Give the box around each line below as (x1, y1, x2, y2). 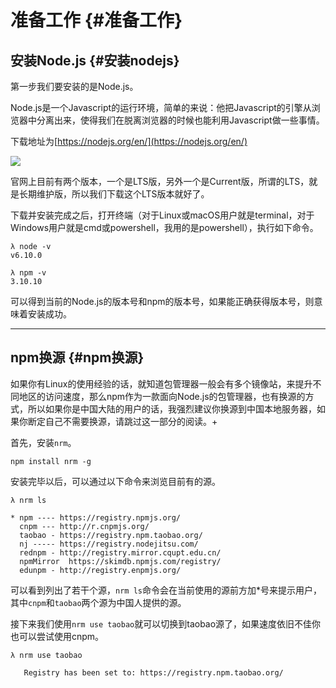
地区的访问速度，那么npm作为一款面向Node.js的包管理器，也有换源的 (18, 390, 306, 402)
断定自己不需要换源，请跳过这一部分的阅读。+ (27, 415, 218, 427)
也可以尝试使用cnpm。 (10, 630, 105, 642)
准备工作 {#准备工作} (10, 9, 183, 32)
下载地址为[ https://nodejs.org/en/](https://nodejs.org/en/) (10, 136, 248, 147)
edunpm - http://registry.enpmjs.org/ (19, 565, 182, 575)
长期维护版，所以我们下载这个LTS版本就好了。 (18, 188, 210, 200)
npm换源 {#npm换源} (10, 349, 145, 366)
